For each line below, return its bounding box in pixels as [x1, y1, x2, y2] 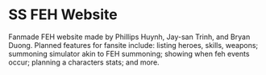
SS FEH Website [8, 6, 118, 24]
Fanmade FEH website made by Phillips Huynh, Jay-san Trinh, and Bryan [8, 32, 251, 41]
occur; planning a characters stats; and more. [8, 57, 160, 67]
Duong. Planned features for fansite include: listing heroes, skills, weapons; [8, 40, 259, 49]
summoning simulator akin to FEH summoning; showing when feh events [8, 49, 250, 58]
